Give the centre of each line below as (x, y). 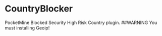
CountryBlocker (39, 9)
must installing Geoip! (27, 27)
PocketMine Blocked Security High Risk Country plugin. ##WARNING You (81, 22)
